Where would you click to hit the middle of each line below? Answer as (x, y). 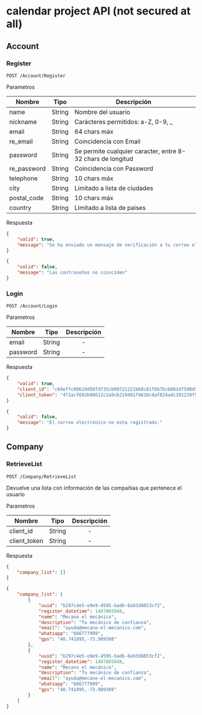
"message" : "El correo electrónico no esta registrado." (90, 423)
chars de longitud (109, 159)
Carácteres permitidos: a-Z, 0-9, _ (124, 122)
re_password (28, 168)
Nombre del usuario (102, 112)
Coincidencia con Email (107, 141)
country (20, 207)
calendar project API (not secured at (99, 11)
